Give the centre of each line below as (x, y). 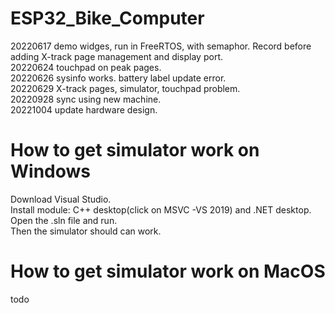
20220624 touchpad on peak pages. (86, 67)
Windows (50, 171)
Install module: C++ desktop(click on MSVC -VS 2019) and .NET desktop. (161, 209)
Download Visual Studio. (61, 199)
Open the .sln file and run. (64, 220)
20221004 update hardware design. (84, 109)
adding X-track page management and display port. (116, 56)
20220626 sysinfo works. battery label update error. (118, 78)
